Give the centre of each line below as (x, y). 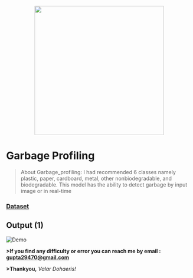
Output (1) (25, 225)
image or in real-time (46, 191)
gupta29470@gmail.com (38, 257)
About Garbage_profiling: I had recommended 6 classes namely (98, 172)
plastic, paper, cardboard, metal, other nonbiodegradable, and (96, 178)
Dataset (18, 206)
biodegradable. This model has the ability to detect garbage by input (104, 184)
